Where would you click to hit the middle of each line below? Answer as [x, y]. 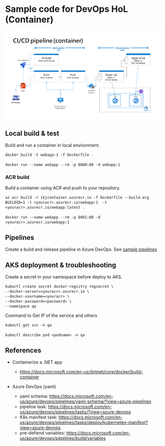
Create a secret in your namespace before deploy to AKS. [64, 277]
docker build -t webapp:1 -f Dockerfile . [49, 155]
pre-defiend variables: [42, 433]
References [23, 350]
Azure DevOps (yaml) [34, 386]
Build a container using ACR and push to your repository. [63, 188]
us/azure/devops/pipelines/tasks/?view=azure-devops [75, 412]
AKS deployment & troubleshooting [61, 265]
